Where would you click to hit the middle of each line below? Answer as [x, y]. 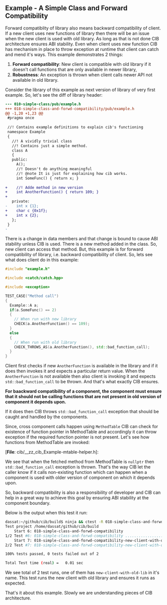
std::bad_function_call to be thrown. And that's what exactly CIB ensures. [82, 382]
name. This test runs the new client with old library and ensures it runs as [80, 578]
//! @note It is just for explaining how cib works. [72, 173]
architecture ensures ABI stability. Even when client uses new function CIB [81, 44]
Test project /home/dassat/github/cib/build [52, 527]
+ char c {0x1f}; [27, 211]
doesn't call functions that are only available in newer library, [75, 69]
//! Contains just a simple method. [50, 146]
